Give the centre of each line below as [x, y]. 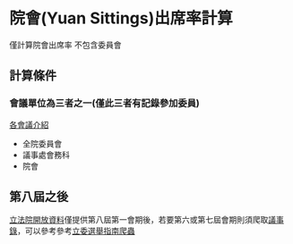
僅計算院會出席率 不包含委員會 [65, 45]
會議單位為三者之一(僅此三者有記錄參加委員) [104, 104]
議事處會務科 [46, 155]
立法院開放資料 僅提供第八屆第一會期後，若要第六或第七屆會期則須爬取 [139, 220]
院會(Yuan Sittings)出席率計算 [121, 18]
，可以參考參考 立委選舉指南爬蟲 [76, 231]
